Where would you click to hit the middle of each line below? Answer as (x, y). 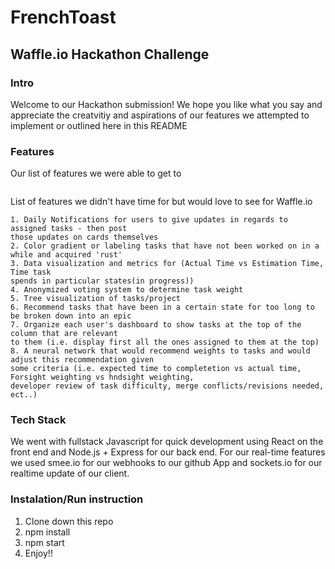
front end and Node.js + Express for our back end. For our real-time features (168, 452)
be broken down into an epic (71, 316)
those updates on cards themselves (84, 237)
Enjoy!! (38, 553)
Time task (31, 272)
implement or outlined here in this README (99, 125)
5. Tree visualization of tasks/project (96, 299)
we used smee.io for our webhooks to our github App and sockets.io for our (166, 463)
